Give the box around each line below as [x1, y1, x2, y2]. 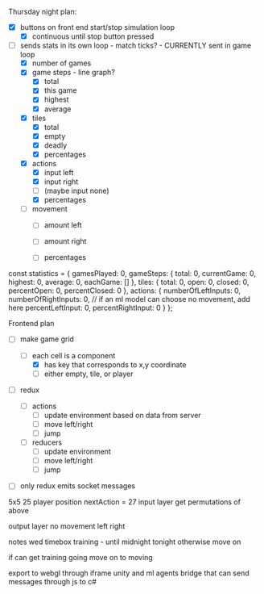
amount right [43, 236, 87, 246]
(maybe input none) [43, 186, 110, 196]
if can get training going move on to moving [8, 553, 153, 563]
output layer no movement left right [8, 521, 126, 531]
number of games [31, 58, 92, 68]
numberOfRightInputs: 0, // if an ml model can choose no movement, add [8, 295, 251, 304]
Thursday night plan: [8, 7, 77, 16]
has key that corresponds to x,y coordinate [43, 359, 187, 370]
